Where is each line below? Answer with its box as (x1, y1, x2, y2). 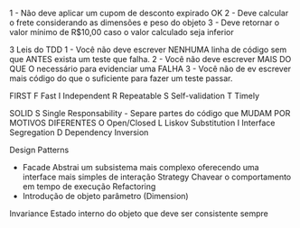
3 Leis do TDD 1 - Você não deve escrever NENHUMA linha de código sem (9, 44, 287, 55)
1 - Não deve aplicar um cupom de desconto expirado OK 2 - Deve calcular (9, 8, 289, 18)
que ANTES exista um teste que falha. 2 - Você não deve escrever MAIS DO (9, 54, 292, 64)
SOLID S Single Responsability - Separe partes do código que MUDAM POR (9, 108, 291, 118)
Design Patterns (9, 144, 70, 155)
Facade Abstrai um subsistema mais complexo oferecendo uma (22, 162, 259, 172)
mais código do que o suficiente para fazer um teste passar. (9, 73, 233, 84)
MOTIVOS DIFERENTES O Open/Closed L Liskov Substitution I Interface (9, 117, 276, 128)
